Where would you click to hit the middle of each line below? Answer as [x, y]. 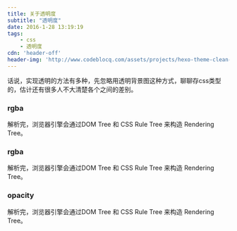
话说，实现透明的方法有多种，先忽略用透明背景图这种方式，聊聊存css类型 [114, 80]
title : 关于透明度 [32, 14]
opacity [21, 196]
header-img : [25, 60]
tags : [15, 33]
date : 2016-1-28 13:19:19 [45, 27]
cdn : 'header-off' [34, 54]
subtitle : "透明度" [34, 20]
